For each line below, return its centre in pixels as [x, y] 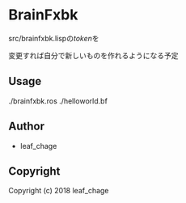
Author [26, 127]
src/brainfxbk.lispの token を [54, 38]
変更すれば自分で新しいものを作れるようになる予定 [93, 55]
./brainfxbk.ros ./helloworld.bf [58, 101]
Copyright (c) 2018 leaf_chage [59, 191]
